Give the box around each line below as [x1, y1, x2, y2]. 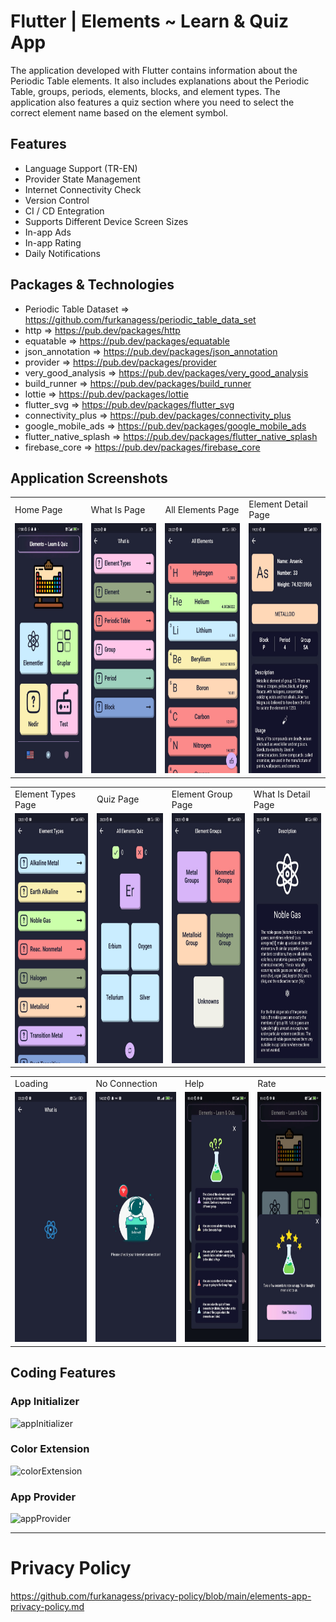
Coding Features [10, 1365, 117, 1382]
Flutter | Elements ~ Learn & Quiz [10, 10, 290, 33]
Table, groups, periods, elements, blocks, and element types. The [10, 85, 281, 97]
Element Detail [248, 498, 308, 510]
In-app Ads [24, 226, 72, 238]
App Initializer [10, 1395, 80, 1409]
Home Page [14, 503, 63, 515]
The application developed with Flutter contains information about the [10, 64, 298, 76]
